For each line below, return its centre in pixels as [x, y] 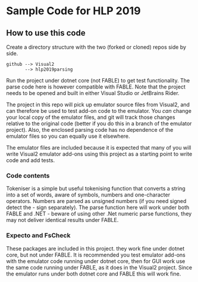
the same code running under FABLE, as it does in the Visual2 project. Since [99, 267]
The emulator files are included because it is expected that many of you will [99, 148]
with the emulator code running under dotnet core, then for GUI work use [96, 261]
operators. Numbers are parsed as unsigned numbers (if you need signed [96, 201]
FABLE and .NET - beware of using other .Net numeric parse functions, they [99, 214]
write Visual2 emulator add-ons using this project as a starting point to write [99, 154]
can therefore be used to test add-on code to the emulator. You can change [99, 111]
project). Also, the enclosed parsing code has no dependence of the [90, 130]
